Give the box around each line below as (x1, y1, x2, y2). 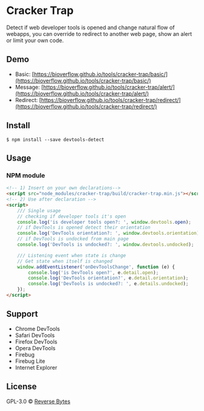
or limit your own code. (6, 36, 64, 44)
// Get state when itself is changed (17, 258, 113, 264)
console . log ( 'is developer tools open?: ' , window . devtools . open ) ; (17, 219, 191, 225)
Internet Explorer (15, 364, 58, 371)
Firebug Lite (15, 357, 46, 365)
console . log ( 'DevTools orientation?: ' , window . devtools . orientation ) (17, 230, 200, 237)
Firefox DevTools (15, 338, 58, 345)
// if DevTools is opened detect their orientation (17, 224, 151, 231)
